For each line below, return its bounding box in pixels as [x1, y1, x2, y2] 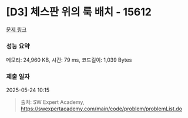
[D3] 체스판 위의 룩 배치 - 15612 [6, 5, 152, 19]
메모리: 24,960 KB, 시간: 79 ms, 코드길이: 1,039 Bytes [6, 56, 132, 63]
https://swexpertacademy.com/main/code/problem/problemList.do [20, 105, 183, 112]
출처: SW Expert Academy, [20, 98, 85, 106]
